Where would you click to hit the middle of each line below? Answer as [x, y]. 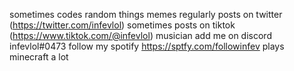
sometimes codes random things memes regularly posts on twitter [146, 14]
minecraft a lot [39, 57]
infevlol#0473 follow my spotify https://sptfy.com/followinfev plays [147, 46]
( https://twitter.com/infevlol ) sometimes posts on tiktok [122, 25]
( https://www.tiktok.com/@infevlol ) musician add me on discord [140, 35]
